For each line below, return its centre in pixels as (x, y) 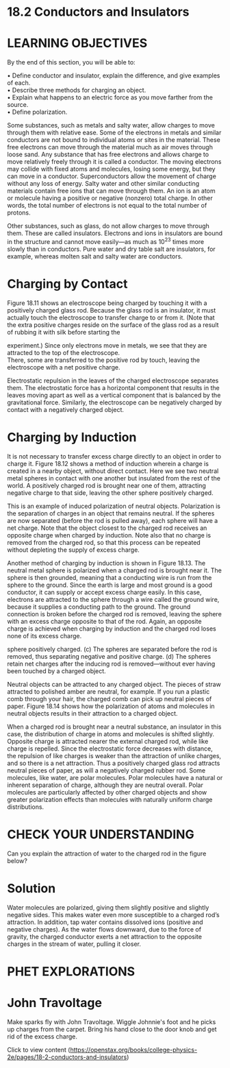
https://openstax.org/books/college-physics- (133, 1049)
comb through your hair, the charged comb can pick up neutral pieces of (110, 699)
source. (18, 105)
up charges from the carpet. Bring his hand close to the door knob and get (112, 1029)
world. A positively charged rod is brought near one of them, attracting (107, 485)
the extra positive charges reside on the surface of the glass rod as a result (113, 325)
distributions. (26, 807)
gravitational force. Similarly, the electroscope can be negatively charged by (115, 402)
